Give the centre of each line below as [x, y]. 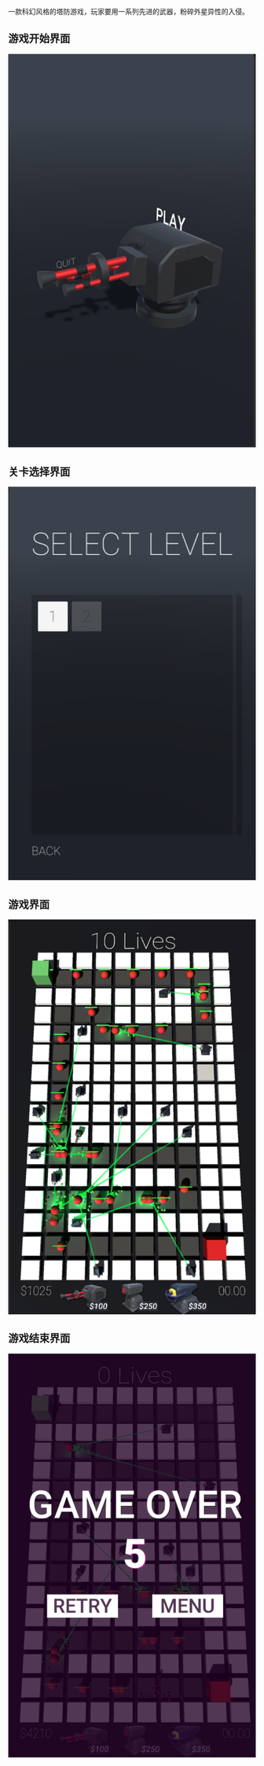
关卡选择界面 [39, 471]
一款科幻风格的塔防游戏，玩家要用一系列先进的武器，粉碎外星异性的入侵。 [128, 11]
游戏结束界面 [39, 1338]
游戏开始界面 [39, 39]
